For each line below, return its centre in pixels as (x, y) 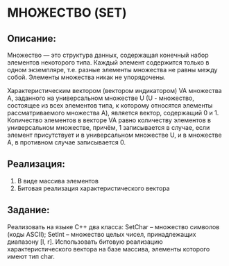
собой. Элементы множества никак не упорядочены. (86, 77)
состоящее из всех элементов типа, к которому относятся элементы (110, 105)
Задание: (28, 210)
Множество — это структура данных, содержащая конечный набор (108, 55)
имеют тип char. (31, 256)
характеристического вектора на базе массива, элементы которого (109, 249)
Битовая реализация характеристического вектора (93, 188)
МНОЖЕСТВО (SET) (67, 13)
